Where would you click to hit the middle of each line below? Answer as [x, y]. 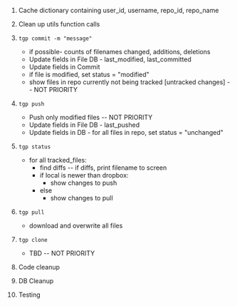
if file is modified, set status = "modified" [89, 75]
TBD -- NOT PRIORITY [62, 253]
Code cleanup [39, 267]
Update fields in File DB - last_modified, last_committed [110, 59]
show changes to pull [81, 198]
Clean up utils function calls [59, 24]
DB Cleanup [36, 281]
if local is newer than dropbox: [84, 175]
